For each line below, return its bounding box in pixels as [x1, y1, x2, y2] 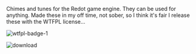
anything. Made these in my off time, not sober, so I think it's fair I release [6, 12, 190, 19]
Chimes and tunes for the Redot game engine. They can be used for [6, 5, 176, 12]
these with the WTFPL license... [6, 18, 86, 25]
